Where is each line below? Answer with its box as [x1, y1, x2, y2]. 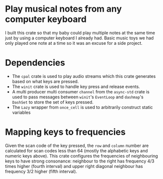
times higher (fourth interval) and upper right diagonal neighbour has [5, 163, 143, 169]
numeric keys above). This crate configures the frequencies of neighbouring [5, 153, 158, 159]
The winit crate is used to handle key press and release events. [12, 84, 140, 89]
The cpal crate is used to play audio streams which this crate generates [12, 73, 156, 79]
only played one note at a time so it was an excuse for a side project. [5, 40, 143, 46]
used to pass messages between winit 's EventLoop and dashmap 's [12, 94, 144, 100]
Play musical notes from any [5, 3, 122, 15]
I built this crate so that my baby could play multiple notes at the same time [5, 30, 155, 36]
